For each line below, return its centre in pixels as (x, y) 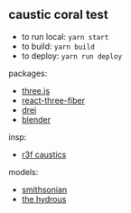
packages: (28, 73)
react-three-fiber (53, 100)
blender (36, 119)
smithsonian (44, 190)
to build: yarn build (58, 46)
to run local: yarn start (65, 36)
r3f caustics (44, 154)
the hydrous (44, 199)
